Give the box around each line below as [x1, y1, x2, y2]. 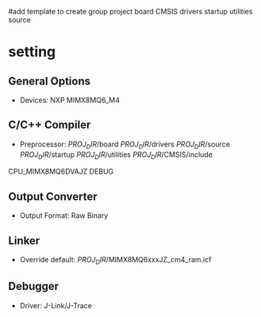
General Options [8, 74, 91, 88]
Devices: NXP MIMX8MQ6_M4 [19, 95, 121, 105]
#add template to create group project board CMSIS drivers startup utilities [8, 7, 253, 16]
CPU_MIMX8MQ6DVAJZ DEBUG [8, 166, 114, 177]
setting [8, 43, 56, 61]
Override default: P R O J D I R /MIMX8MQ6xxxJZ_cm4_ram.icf [19, 255, 212, 266]
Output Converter [8, 189, 98, 203]
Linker [8, 234, 40, 247]
